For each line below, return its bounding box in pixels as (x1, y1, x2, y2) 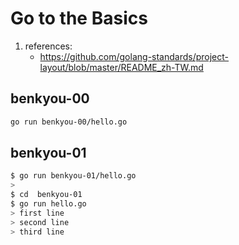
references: (24, 40, 73, 52)
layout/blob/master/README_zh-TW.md (39, 61, 204, 73)
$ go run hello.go (10, 199, 87, 209)
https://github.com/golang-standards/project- (39, 50, 230, 62)
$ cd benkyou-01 (10, 190, 83, 200)
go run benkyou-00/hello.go (10, 117, 128, 127)
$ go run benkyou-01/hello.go (10, 171, 137, 181)
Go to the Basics (10, 7, 148, 30)
